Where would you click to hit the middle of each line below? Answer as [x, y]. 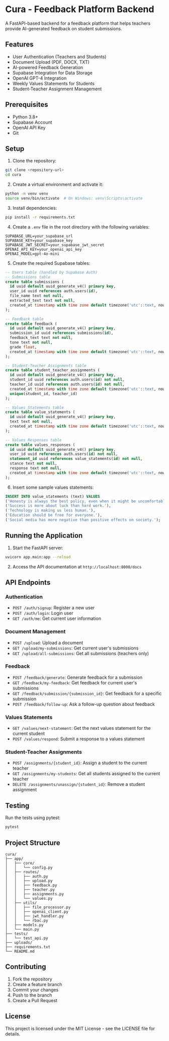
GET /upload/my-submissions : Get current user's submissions [75, 648]
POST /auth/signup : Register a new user [54, 608]
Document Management [35, 631]
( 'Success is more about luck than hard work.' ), [58, 506]
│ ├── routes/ [22, 872]
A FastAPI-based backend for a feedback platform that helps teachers [78, 23]
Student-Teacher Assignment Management [57, 89]
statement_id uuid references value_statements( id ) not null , [76, 459]
